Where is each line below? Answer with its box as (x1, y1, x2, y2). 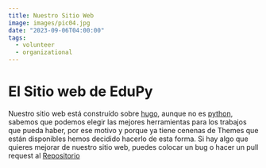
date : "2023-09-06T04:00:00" (8, 26, 105, 34)
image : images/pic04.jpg (8, 19, 91, 27)
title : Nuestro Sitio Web (8, 11, 94, 20)
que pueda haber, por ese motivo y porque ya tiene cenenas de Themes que (8, 125, 259, 135)
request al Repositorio (8, 151, 81, 160)
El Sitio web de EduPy (8, 82, 153, 101)
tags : (8, 33, 26, 42)
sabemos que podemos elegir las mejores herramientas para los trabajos (8, 116, 248, 127)
